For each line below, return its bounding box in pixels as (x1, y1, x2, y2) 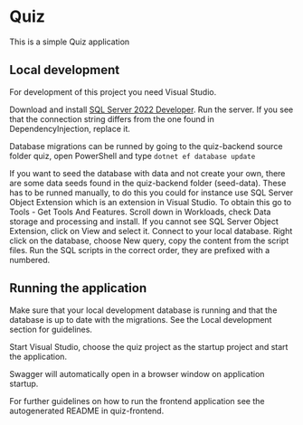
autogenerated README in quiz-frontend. (9, 405, 165, 416)
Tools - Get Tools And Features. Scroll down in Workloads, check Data (9, 206, 271, 217)
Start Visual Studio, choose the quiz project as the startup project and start (9, 341, 289, 352)
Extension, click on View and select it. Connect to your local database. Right (9, 225, 293, 236)
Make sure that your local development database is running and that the (9, 305, 278, 316)
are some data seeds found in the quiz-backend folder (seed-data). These (9, 177, 287, 188)
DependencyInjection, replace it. (9, 123, 131, 134)
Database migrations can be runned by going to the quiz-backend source (9, 140, 283, 151)
